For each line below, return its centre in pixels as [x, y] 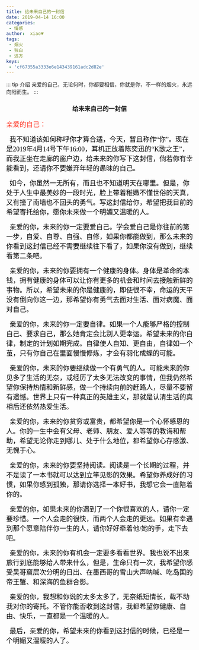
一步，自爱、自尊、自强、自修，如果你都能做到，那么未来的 [99, 236]
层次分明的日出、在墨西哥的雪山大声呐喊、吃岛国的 [113, 572]
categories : [21, 23]
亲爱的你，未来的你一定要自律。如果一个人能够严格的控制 [99, 324]
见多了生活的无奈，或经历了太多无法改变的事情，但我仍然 [96, 378]
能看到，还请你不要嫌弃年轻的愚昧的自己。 [73, 168]
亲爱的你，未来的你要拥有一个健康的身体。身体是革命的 [96, 271]
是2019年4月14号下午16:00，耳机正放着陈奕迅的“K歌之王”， [97, 149]
